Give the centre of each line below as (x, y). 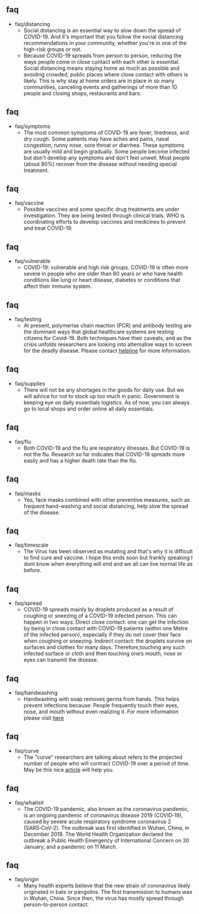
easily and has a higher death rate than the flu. (80, 460)
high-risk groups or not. (52, 49)
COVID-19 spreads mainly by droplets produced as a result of (98, 610)
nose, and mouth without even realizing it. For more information (101, 711)
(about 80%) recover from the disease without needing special (100, 164)
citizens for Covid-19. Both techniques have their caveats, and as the (107, 338)
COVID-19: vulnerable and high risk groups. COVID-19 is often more (106, 267)
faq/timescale (31, 545)
